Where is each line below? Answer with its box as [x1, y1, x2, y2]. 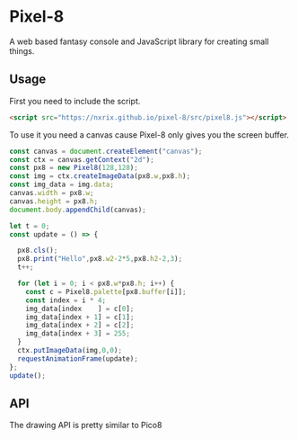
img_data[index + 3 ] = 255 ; [25, 329, 130, 338]
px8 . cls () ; [17, 246, 58, 255]
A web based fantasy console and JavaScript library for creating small [9, 36, 269, 47]
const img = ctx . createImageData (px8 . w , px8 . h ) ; [9, 172, 191, 181]
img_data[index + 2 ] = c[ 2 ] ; [25, 321, 135, 330]
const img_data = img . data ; [9, 180, 115, 190]
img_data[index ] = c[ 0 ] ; [25, 304, 135, 313]
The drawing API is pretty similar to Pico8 [9, 420, 162, 431]
